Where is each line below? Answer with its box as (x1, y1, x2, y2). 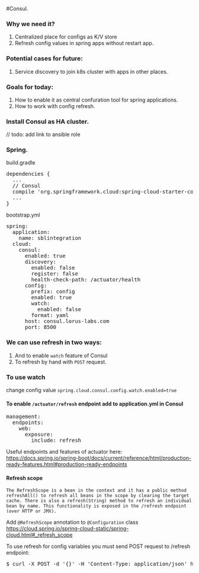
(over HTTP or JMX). (6, 508, 57, 514)
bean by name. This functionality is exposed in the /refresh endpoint (6, 503, 187, 509)
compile (12, 188, 34, 195)
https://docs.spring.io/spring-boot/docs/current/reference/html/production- (6, 454, 191, 462)
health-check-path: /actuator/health (31, 276, 141, 283)
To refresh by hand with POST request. (14, 358, 107, 365)
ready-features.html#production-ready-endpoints (6, 461, 127, 468)
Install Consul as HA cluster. (6, 117, 89, 125)
